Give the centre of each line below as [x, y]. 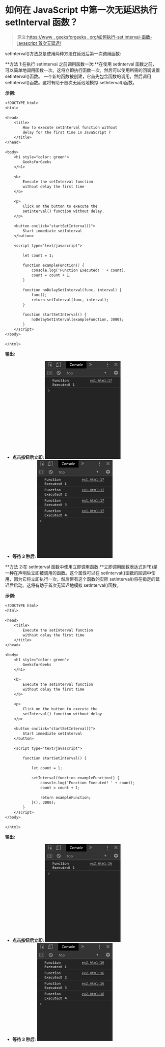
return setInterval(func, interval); [70, 300]
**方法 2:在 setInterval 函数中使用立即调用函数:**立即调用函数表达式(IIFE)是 [82, 567]
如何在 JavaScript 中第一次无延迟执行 [82, 10]
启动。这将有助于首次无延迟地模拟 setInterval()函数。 [67, 585]
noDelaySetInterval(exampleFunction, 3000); [78, 319]
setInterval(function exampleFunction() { [75, 778]
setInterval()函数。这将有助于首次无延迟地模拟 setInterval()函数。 [71, 82]
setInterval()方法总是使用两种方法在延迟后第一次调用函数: [63, 53]
